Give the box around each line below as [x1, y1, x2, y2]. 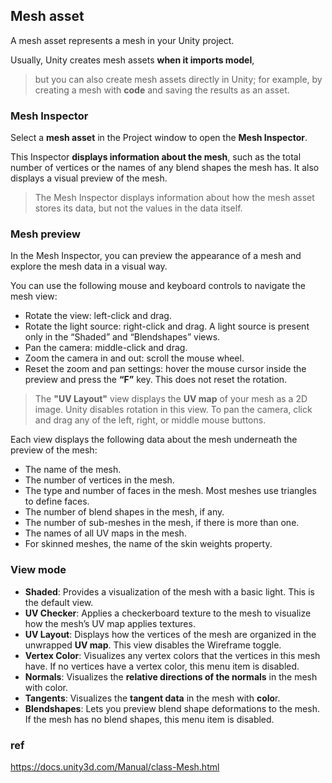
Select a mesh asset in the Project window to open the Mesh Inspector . [10, 132, 308, 144]
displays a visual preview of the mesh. [10, 172, 168, 184]
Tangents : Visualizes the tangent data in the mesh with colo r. [24, 692, 281, 704]
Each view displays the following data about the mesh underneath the [10, 434, 298, 446]
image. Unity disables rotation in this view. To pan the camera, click [34, 404, 313, 416]
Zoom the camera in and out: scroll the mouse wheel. [24, 352, 245, 364]
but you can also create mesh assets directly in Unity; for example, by [34, 73, 323, 85]
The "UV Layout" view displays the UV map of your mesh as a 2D [34, 393, 308, 405]
